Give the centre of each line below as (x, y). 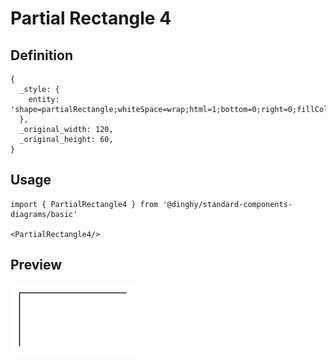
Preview (36, 265)
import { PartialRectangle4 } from (84, 204)
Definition (41, 55)
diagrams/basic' (44, 214)
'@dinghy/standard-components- (227, 204)
